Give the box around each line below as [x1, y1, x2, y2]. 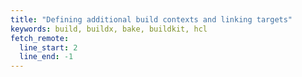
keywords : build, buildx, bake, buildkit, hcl [10, 24, 208, 34]
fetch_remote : [10, 33, 70, 43]
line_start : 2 [19, 42, 78, 53]
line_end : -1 [19, 52, 74, 62]
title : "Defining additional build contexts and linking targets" [10, 14, 293, 25]
